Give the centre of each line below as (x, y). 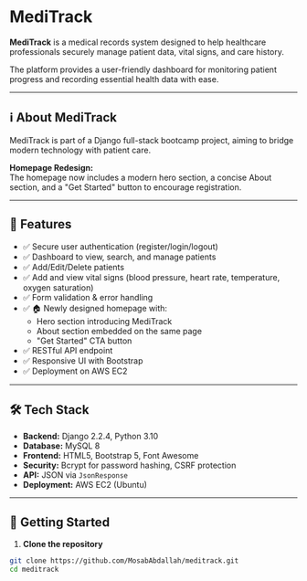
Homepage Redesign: (52, 167)
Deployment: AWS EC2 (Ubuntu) (85, 485)
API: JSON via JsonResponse (75, 475)
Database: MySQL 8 (61, 446)
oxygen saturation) (58, 287)
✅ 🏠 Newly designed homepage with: (95, 308)
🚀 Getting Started (60, 522)
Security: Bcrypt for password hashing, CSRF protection (129, 465)
